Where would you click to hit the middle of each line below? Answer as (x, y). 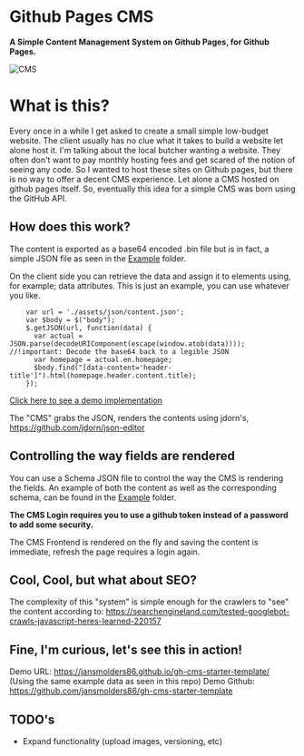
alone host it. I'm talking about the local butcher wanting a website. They (145, 150)
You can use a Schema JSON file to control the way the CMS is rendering (147, 477)
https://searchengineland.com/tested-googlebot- (198, 612)
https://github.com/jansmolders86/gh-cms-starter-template (121, 691)
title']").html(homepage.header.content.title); (103, 375)
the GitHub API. (38, 198)
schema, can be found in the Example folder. (93, 497)
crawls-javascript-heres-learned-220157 (85, 621)
